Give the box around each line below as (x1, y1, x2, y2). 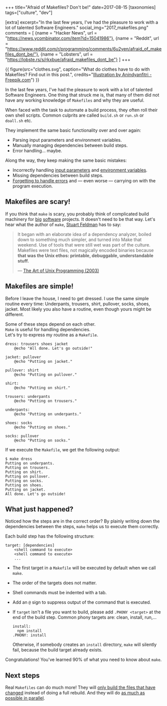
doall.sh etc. (5, 118, 32, 123)
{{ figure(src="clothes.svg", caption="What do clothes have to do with (5, 66, 150, 72)
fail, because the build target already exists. (12, 647, 102, 653)
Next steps (5, 671, 40, 679)
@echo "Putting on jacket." (14, 359, 72, 364)
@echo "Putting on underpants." (14, 411, 81, 416)
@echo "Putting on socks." (14, 438, 70, 443)
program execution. (12, 183, 53, 189)
